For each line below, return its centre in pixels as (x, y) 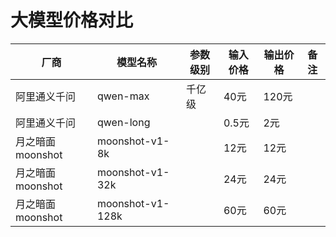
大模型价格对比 (72, 20)
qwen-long (123, 122)
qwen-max (123, 96)
